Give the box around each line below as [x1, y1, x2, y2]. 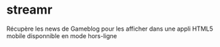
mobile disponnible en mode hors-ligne [6, 31, 117, 40]
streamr [6, 2, 53, 18]
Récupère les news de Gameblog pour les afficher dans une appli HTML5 [6, 25, 214, 33]
